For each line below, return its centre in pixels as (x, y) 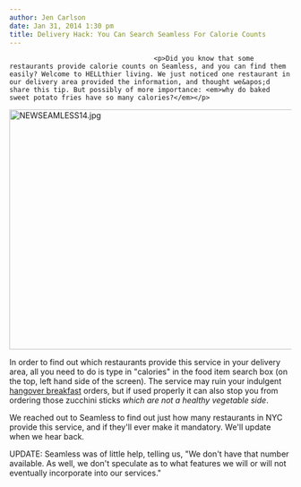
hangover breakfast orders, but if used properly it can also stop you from (144, 391)
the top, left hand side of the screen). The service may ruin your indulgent (146, 381)
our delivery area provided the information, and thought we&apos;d (140, 82)
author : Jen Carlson (48, 17)
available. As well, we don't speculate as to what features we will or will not (148, 464)
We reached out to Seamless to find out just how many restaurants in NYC (146, 418)
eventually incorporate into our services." (86, 473)
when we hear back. (47, 437)
